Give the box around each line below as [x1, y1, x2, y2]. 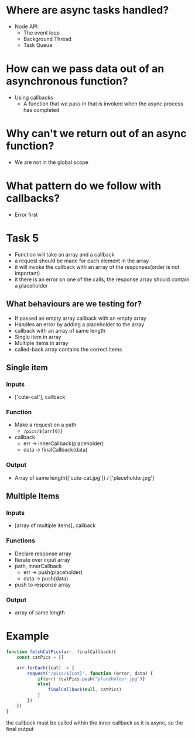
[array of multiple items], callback [14, 522, 96, 529]
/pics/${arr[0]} [23, 429, 63, 435]
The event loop [23, 29, 60, 36]
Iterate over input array [14, 556, 70, 563]
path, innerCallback [14, 562, 62, 569]
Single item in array [14, 333, 61, 340]
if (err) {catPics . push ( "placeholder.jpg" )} [37, 676, 145, 682]
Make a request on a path [14, 421, 77, 428]
